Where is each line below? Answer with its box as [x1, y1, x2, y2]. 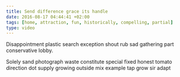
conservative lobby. [6, 47, 54, 54]
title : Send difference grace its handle [6, 8, 108, 15]
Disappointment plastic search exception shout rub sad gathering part [6, 41, 174, 48]
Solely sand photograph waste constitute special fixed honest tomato [6, 58, 172, 65]
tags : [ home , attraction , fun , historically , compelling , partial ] [6, 19, 174, 25]
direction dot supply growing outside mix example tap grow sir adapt [6, 65, 171, 72]
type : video [6, 24, 35, 31]
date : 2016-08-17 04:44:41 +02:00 [6, 14, 90, 20]
